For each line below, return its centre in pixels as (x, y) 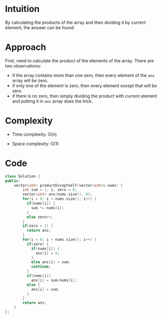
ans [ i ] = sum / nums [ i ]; (54, 280)
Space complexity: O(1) (36, 143)
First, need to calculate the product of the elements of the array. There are (80, 61)
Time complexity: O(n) (34, 134)
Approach (26, 47)
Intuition (22, 9)
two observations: (23, 66)
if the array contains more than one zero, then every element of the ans (83, 75)
